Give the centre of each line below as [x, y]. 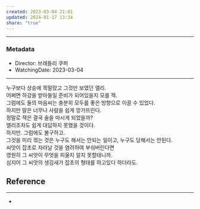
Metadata [20, 50]
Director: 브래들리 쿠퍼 [41, 63]
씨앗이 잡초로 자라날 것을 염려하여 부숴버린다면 [60, 147]
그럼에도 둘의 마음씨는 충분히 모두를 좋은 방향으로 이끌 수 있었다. [81, 103]
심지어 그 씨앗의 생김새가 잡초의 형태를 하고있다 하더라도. [72, 162]
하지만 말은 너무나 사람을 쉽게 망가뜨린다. [54, 110]
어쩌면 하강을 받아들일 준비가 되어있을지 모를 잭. [62, 95]
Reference [26, 182]
